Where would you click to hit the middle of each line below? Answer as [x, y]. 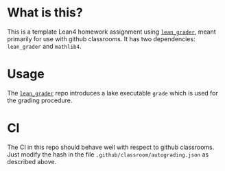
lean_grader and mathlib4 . [44, 46]
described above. [32, 161]
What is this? [45, 13]
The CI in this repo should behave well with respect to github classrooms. [111, 147]
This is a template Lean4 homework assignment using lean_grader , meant [111, 32]
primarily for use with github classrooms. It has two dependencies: [101, 38]
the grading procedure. [40, 100]
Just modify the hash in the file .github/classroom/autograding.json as [108, 154]
